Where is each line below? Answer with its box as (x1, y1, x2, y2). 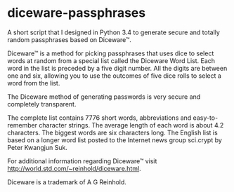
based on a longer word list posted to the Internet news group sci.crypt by (7, 135, 223, 144)
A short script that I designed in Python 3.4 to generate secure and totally (7, 28, 220, 36)
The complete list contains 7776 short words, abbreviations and (7, 114, 192, 122)
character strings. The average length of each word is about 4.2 (38, 121, 224, 129)
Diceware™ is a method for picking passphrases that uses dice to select (7, 49, 214, 57)
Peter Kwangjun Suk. (7, 143, 68, 151)
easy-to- (193, 114, 219, 122)
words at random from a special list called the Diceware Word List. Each (7, 56, 216, 64)
